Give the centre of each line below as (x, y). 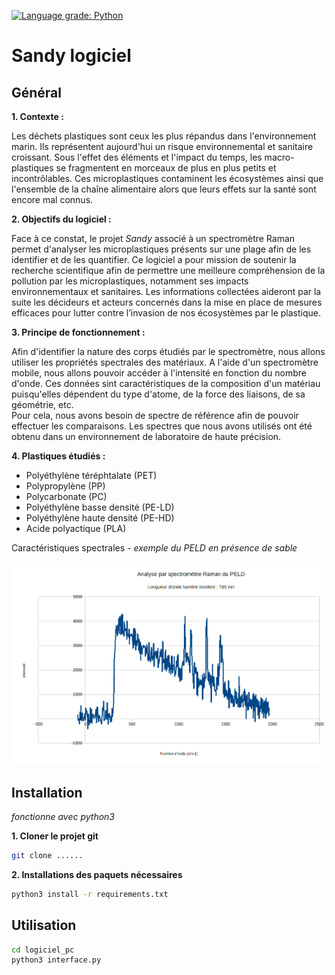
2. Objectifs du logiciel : (61, 219)
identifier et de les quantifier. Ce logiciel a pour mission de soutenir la (154, 259)
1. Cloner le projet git (55, 836)
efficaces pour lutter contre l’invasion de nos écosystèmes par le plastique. (166, 313)
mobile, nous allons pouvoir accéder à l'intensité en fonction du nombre (159, 373)
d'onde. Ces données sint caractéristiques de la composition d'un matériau (166, 383)
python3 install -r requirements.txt (90, 894)
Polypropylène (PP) (65, 486)
